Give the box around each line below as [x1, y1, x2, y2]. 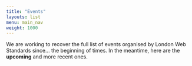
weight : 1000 [6, 25, 38, 31]
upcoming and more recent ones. [6, 53, 88, 60]
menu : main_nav [6, 19, 44, 25]
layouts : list [6, 14, 41, 20]
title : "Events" [6, 8, 46, 15]
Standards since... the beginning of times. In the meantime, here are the [6, 47, 180, 54]
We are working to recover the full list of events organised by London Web [6, 41, 187, 48]
